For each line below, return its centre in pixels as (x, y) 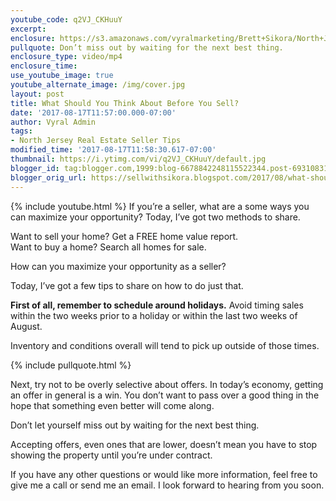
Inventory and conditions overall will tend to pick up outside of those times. (165, 345)
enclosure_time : (44, 66)
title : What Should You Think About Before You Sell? (125, 103)
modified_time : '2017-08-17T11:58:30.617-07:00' (113, 150)
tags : (21, 131)
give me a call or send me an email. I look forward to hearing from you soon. (167, 485)
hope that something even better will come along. (112, 405)
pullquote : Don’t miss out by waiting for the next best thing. (147, 47)
